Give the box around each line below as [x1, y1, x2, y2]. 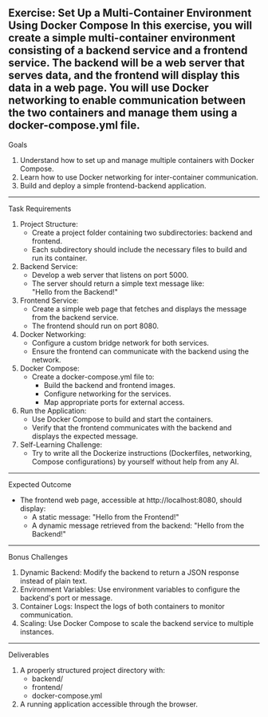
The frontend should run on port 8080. [31, 321, 160, 331]
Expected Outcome [8, 479, 72, 489]
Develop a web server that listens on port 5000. [31, 270, 189, 279]
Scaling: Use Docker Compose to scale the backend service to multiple [19, 618, 254, 628]
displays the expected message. [31, 431, 138, 441]
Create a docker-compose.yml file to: [31, 371, 155, 382]
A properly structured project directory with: [19, 665, 166, 675]
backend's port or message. [19, 592, 113, 602]
